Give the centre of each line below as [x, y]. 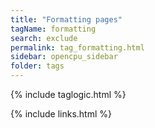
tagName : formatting [53, 29]
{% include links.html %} [61, 114]
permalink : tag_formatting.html [77, 47]
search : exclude [44, 38]
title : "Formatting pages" [66, 19]
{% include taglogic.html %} [68, 94]
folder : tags [37, 66]
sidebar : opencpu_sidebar [64, 57]
